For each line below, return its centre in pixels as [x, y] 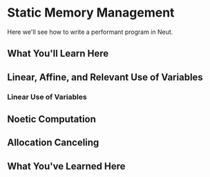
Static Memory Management [91, 13]
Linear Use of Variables [47, 97]
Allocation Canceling [53, 143]
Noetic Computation [52, 119]
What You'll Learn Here [58, 54]
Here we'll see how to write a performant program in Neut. [90, 32]
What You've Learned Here [66, 166]
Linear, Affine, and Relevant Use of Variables [105, 77]
